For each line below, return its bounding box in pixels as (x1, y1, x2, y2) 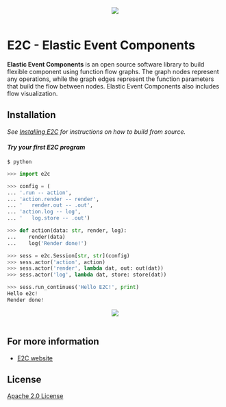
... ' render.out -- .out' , (7, 202, 94, 209)
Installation (7, 109, 56, 121)
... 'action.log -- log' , (7, 209, 81, 216)
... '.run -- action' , (7, 189, 72, 196)
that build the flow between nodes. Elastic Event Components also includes (7, 82, 220, 90)
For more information (7, 336, 99, 347)
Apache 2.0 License (7, 392, 64, 400)
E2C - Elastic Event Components (7, 38, 196, 54)
